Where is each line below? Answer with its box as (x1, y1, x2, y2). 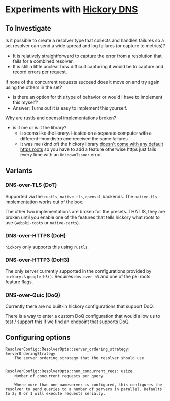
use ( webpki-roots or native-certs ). (5, 219, 80, 225)
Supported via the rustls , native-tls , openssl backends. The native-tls (5, 193, 158, 199)
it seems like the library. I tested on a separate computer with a (20, 130, 152, 136)
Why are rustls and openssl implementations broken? (5, 115, 116, 121)
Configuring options (5, 333, 71, 342)
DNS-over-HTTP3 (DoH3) (5, 256, 70, 263)
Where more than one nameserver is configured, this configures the (14, 382, 162, 388)
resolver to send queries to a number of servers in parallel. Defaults (5, 387, 162, 392)
